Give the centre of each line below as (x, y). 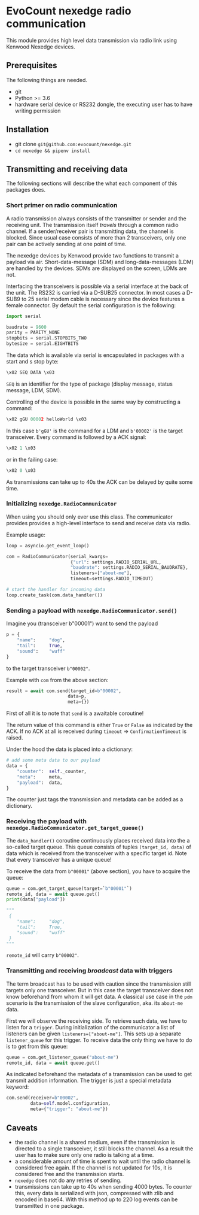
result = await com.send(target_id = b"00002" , (64, 691)
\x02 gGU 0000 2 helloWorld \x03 (46, 419)
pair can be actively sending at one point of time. (66, 244)
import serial (24, 316)
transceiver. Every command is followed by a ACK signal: (76, 437)
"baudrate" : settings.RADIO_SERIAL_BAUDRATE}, (129, 568)
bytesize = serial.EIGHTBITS (42, 344)
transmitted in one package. (49, 1205)
